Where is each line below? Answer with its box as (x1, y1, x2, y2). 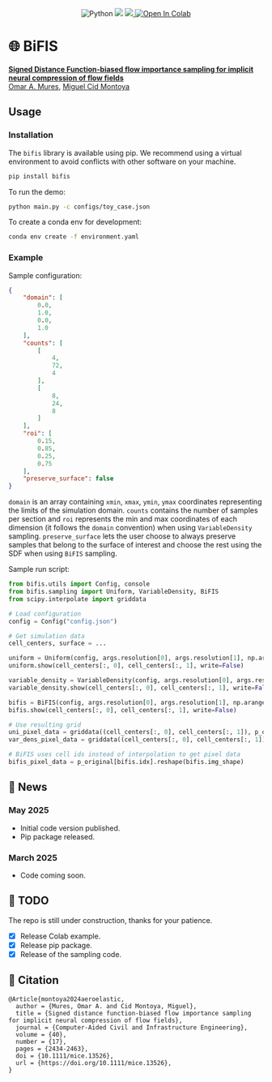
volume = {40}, (15, 1030, 67, 1038)
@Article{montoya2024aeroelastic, (8, 994, 125, 1003)
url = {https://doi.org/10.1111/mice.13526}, (15, 1058, 172, 1067)
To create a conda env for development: (8, 217, 142, 227)
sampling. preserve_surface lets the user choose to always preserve (8, 531, 236, 541)
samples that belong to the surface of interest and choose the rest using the (8, 540, 262, 550)
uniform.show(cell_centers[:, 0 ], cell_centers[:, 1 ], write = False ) (8, 662, 244, 670)
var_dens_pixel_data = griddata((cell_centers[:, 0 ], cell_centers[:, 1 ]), (8, 736, 270, 744)
